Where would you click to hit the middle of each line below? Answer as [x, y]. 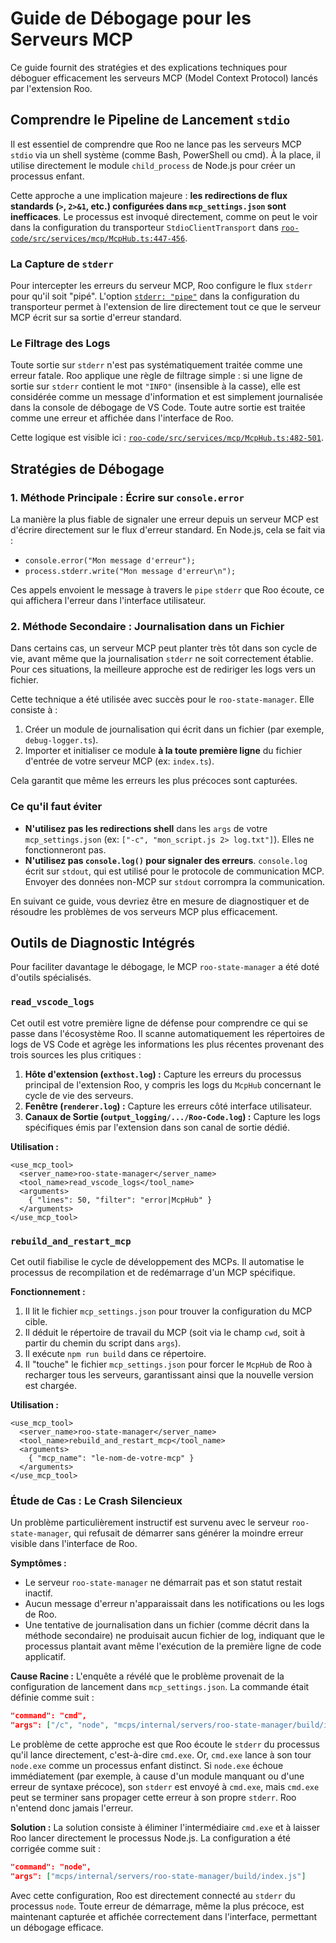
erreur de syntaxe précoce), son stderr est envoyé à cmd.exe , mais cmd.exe [165, 1787]
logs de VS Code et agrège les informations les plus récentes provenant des [167, 1044]
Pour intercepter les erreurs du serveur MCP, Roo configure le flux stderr [161, 286]
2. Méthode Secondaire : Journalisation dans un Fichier [147, 626]
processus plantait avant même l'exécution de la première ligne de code [173, 1646]
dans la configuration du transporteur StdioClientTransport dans [144, 227]
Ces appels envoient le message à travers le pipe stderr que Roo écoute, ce [167, 590]
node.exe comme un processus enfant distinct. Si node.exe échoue [147, 1766]
